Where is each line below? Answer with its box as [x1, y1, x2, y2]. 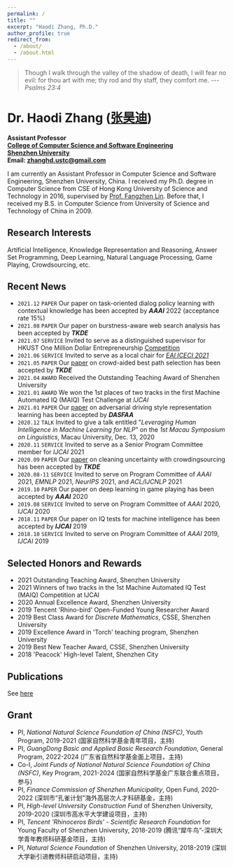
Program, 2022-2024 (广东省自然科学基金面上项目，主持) [17, 752, 183, 761]
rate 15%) [17, 314, 45, 323]
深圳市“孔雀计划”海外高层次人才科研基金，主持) [36, 794, 174, 802]
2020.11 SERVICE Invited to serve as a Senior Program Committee [17, 440, 204, 449]
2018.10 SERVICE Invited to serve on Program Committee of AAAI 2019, [17, 530, 220, 538]
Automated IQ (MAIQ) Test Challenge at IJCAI [17, 396, 149, 404]
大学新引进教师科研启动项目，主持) [17, 852, 118, 861]
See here [7, 689, 34, 698]
